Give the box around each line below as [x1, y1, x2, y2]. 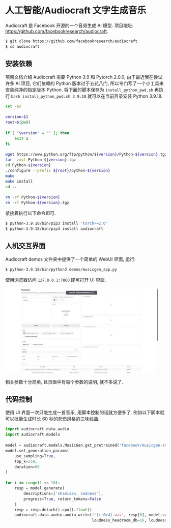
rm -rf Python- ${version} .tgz [5, 200, 70, 206]
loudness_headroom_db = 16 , [92, 518, 147, 523]
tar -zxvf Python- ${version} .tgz [5, 157, 76, 163]
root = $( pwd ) [5, 120, 31, 125]
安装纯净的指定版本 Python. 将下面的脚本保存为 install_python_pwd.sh [5, 86, 154, 93]
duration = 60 [14, 464, 40, 470]
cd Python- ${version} [5, 163, 51, 168]
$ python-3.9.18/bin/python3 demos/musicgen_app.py [5, 267, 117, 272]
